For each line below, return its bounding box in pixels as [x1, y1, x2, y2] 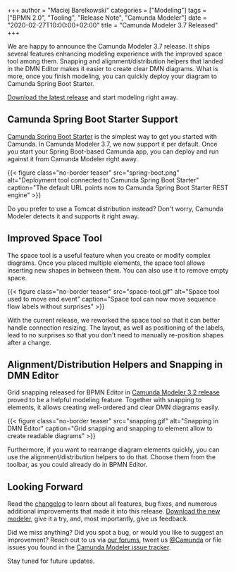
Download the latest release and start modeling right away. [7, 93, 178, 101]
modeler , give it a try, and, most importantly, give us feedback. [7, 514, 189, 523]
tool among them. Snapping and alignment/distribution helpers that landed [7, 57, 223, 66]
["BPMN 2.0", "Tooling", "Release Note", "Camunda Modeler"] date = [7, 13, 207, 22]
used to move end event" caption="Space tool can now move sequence [7, 294, 216, 303]
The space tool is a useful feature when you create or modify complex [7, 251, 211, 259]
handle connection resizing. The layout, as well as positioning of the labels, [7, 323, 225, 332]
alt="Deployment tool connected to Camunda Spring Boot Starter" [7, 175, 199, 184]
